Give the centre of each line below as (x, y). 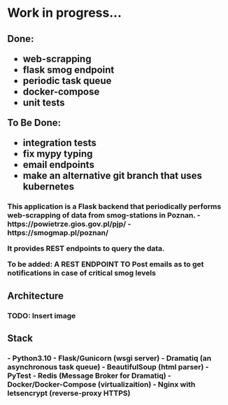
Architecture (36, 296)
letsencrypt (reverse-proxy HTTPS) (69, 393)
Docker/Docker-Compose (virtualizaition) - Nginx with (101, 384)
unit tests (44, 102)
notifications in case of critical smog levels (81, 273)
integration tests (59, 142)
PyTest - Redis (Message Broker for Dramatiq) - (89, 376)
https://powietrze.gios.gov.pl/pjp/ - (69, 224)
